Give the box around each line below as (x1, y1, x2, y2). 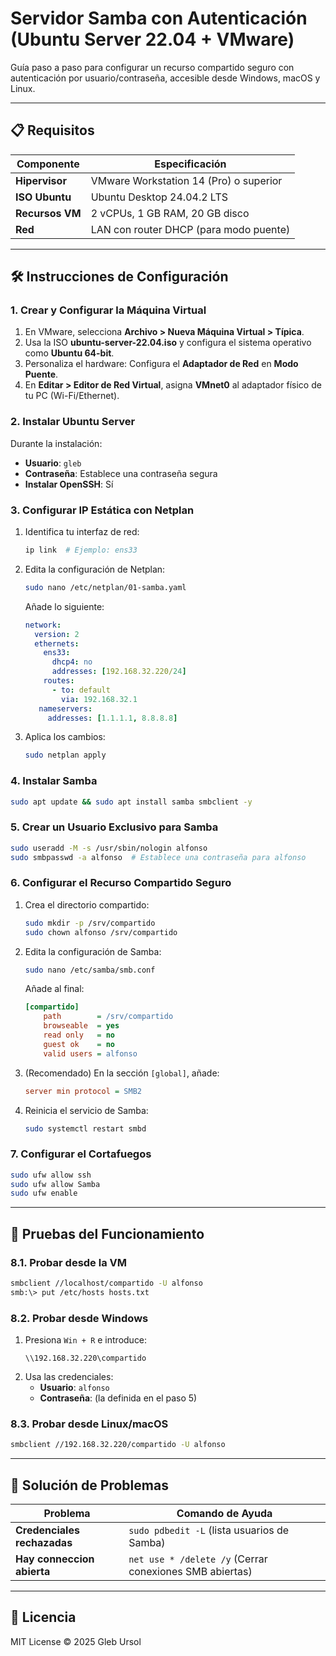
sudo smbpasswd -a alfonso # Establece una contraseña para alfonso (10, 852, 307, 862)
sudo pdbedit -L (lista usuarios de (128, 1523, 290, 1537)
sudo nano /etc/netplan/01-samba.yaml (24, 582, 187, 592)
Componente (16, 157, 80, 171)
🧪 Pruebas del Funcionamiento (10, 1225, 205, 1242)
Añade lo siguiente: (24, 600, 105, 612)
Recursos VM (15, 206, 82, 220)
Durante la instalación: (10, 437, 103, 449)
